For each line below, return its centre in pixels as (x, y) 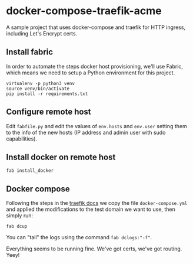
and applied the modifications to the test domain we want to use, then (91, 209)
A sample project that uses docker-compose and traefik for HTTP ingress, (96, 27)
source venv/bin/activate (38, 89)
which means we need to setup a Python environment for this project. (91, 73)
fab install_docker (30, 171)
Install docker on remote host (61, 157)
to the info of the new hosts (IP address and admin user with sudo (86, 132)
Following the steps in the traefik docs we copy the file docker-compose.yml (97, 203)
